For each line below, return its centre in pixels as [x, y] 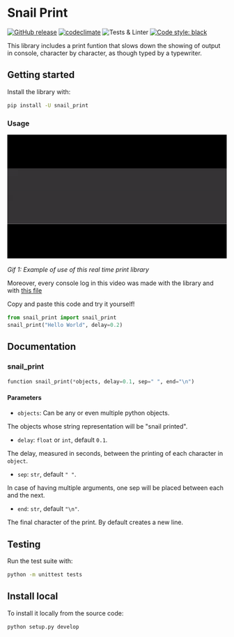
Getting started [41, 75]
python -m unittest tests [45, 575]
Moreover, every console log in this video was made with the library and [110, 283]
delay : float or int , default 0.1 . [62, 440]
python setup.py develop [43, 627]
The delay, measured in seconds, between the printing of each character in [115, 454]
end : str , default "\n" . [48, 509]
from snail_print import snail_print [62, 317]
